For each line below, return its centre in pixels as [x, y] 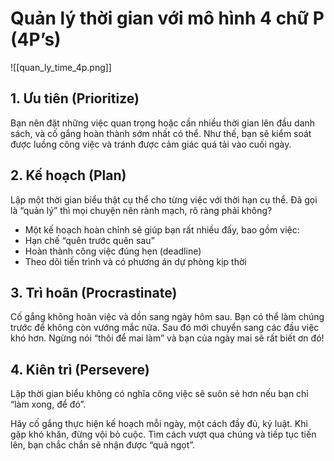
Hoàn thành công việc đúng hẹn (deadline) [113, 251]
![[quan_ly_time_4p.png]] [61, 67]
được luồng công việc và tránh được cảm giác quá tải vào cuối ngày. [151, 144]
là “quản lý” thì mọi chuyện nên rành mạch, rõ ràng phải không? [141, 210]
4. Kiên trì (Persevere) [80, 369]
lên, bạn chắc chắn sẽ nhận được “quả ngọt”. [103, 445]
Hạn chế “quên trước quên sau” [89, 240]
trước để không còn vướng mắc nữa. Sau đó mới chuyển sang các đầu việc [165, 328]
